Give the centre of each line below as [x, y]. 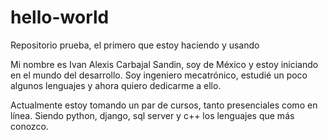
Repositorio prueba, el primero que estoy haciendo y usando [135, 45]
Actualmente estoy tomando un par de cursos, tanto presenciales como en [164, 105]
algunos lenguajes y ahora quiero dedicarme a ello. [116, 85]
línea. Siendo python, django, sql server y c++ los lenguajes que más [152, 115]
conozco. [29, 126]
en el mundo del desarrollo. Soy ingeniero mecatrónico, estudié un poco [159, 75]
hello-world [60, 17]
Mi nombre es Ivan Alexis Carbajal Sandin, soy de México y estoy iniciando [164, 64]
